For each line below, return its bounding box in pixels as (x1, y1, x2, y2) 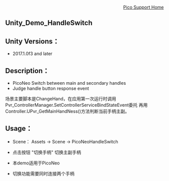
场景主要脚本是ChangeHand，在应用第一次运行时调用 (5, 96, 117, 102)
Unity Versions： (5, 37, 59, 46)
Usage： (5, 124, 33, 133)
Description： (5, 66, 49, 75)
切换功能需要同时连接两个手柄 (12, 170, 74, 176)
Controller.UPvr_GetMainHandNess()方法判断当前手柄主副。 (5, 108, 130, 114)
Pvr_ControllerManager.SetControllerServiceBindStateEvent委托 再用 (5, 102, 148, 108)
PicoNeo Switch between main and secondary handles (12, 80, 126, 86)
